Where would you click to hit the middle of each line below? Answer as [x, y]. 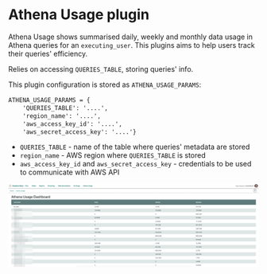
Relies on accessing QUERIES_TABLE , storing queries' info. [101, 68]
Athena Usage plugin [79, 15]
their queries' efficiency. [48, 53]
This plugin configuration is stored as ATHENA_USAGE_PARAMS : [105, 84]
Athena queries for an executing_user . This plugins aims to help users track [132, 45]
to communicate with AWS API [70, 172]
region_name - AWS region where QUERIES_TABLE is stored [112, 155]
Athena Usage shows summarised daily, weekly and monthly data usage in [130, 37]
